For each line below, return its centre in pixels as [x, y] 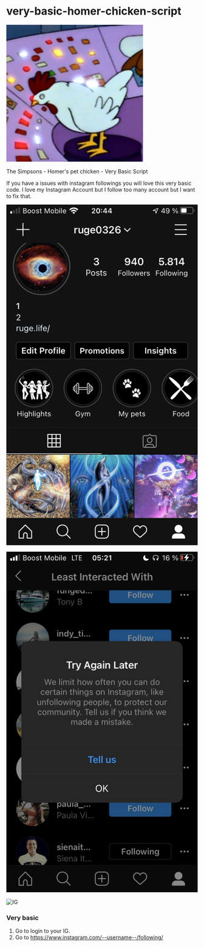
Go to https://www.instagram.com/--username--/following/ [89, 937]
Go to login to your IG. [42, 931]
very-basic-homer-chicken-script [94, 11]
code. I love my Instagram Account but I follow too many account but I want [101, 189]
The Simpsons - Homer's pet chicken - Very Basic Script [77, 171]
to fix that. [19, 196]
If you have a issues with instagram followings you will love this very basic [99, 183]
